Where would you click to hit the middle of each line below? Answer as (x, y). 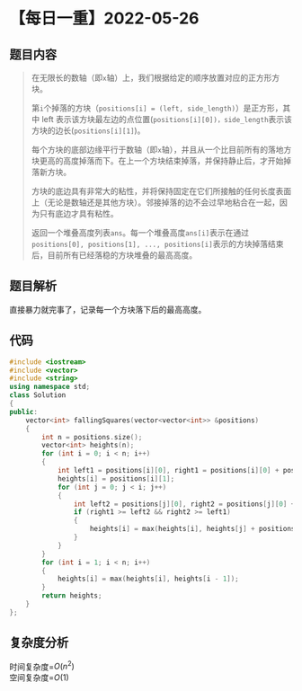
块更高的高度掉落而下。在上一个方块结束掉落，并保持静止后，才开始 (157, 161)
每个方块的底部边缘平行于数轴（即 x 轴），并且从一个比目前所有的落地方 (161, 150)
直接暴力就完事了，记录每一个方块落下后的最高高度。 (108, 309)
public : (24, 412)
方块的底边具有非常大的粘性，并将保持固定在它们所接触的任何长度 (153, 191)
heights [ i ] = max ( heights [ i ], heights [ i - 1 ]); (148, 579)
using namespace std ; (50, 387)
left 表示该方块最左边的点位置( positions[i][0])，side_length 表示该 (167, 119)
